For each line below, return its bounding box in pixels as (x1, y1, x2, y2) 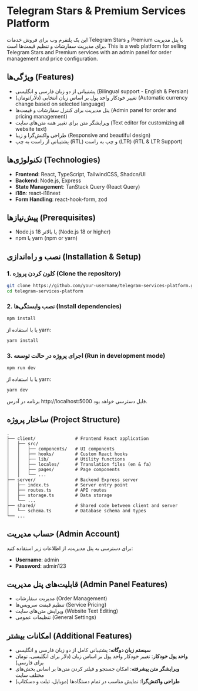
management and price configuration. (6, 55, 99, 62)
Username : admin (15, 556, 59, 563)
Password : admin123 (15, 562, 66, 570)
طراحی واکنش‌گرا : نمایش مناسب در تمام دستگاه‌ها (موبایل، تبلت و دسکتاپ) (15, 678, 180, 685)
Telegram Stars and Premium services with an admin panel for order (6, 48, 172, 55)
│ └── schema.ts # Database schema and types (6, 508, 146, 514)
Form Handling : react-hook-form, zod (15, 196, 108, 203)
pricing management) (15, 113, 68, 120)
